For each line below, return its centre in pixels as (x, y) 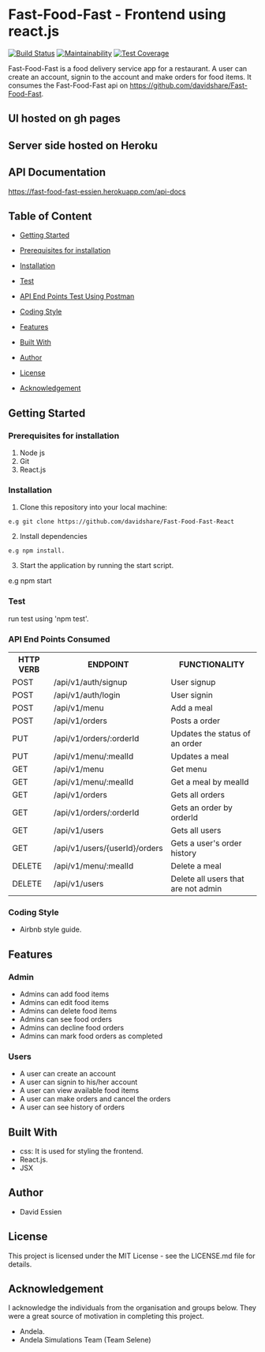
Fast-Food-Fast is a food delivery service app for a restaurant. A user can (128, 68)
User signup (193, 682)
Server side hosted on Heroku (83, 145)
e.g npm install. (37, 551)
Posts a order (196, 721)
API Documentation (57, 173)
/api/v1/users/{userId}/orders (108, 848)
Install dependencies (54, 537)
